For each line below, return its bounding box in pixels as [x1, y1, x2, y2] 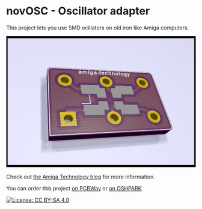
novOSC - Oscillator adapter [6, 4, 150, 18]
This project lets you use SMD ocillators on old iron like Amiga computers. [6, 24, 189, 31]
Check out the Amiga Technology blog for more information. [6, 173, 155, 180]
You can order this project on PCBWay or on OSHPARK [6, 184, 142, 192]
